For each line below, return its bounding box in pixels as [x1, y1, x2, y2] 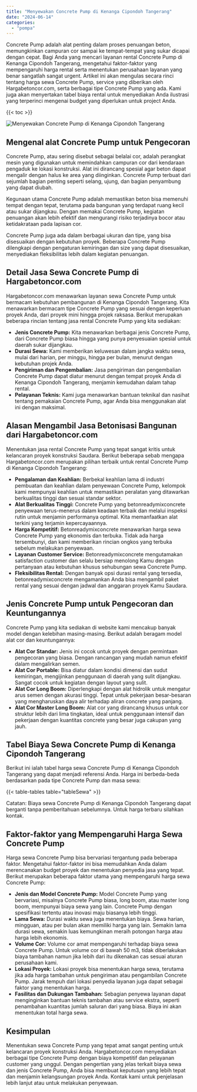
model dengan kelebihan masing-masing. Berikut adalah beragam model [6, 630, 182, 637]
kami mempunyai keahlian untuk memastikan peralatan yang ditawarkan [14, 488, 190, 495]
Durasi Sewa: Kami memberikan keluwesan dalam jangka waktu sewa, [14, 348, 186, 355]
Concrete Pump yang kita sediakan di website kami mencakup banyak [6, 624, 176, 631]
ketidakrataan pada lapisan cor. [6, 221, 82, 228]
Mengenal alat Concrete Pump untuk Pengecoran [6, 137, 191, 147]
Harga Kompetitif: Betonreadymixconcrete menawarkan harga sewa [14, 526, 181, 533]
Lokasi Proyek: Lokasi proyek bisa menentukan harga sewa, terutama [14, 966, 184, 973]
